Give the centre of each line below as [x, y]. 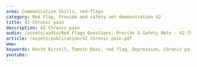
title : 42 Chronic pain [35, 22]
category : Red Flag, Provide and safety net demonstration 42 [84, 17]
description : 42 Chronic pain [43, 28]
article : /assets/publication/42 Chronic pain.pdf [69, 38]
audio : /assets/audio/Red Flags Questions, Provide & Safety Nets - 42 [95, 33]
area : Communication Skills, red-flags [55, 11]
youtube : [17, 55]
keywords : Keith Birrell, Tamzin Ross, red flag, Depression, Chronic [94, 50]
